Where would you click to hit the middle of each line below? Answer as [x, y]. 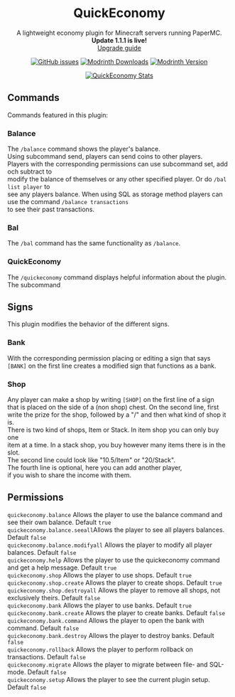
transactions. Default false [47, 656]
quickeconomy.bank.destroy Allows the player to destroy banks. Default [111, 635]
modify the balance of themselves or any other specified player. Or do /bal [117, 179]
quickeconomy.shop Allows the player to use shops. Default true [100, 575]
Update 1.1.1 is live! [119, 40]
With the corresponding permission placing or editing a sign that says [109, 358]
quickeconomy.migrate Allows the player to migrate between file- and [108, 664]
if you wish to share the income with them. [69, 475]
